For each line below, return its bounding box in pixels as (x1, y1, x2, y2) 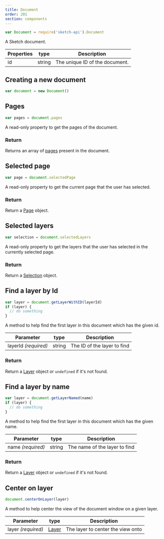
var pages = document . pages (5, 115, 63, 120)
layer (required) (7, 526, 44, 533)
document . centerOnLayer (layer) (5, 497, 69, 502)
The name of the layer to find (68, 443, 135, 450)
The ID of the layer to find (70, 342, 130, 349)
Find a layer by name (5, 382, 70, 391)
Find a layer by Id (5, 287, 58, 295)
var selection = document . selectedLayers (5, 235, 91, 239)
